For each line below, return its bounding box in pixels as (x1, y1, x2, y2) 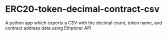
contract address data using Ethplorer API (5, 25, 91, 31)
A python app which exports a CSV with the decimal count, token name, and (5, 20, 162, 26)
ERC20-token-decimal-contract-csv (5, 3, 160, 15)
